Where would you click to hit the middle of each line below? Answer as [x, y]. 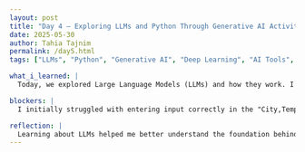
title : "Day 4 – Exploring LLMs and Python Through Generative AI [138, 26]
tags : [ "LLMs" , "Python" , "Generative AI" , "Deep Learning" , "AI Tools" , [152, 60]
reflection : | [36, 126]
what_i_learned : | [44, 76]
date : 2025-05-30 [42, 34]
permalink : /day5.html [52, 52]
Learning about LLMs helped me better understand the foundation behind [158, 134]
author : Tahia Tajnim [50, 43]
